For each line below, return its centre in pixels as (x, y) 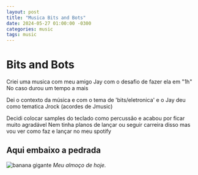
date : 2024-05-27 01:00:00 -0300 (49, 23)
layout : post (23, 12)
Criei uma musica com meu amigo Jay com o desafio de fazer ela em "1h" (99, 82)
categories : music (30, 29)
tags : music (21, 35)
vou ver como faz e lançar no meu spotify (59, 131)
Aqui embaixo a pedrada (53, 150)
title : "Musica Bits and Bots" (46, 18)
